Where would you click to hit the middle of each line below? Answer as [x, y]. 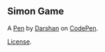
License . [20, 42]
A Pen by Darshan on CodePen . [53, 28]
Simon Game [36, 11]
